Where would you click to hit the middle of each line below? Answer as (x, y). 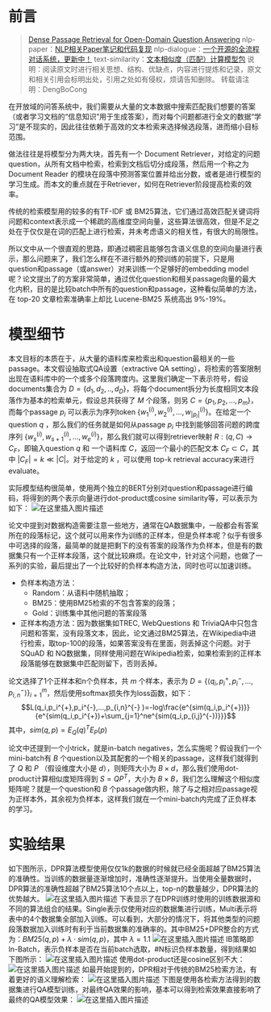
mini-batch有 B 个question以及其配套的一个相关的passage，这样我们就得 (130, 758)
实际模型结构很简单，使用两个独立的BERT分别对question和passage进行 (127, 488)
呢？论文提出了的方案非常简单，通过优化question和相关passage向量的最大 (132, 278)
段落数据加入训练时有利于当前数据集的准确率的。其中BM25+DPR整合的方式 (133, 929)
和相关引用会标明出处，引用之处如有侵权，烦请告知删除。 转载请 (135, 79)
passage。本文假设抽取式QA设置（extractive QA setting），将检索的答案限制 (135, 369)
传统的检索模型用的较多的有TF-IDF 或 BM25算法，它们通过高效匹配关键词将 (134, 211)
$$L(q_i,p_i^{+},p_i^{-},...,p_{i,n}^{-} (81, 707)
